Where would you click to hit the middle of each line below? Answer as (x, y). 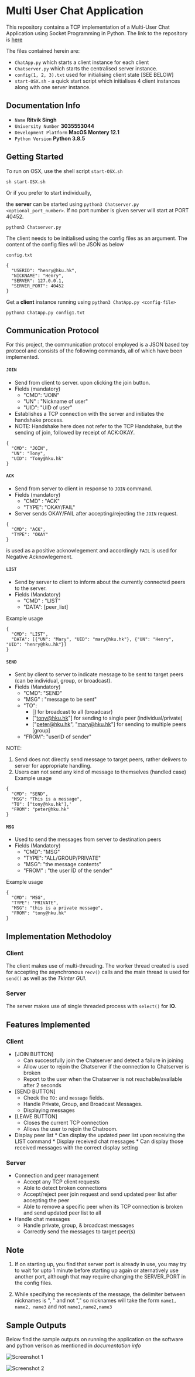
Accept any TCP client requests (61, 1182)
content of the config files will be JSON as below (65, 244)
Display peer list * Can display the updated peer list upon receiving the (100, 1135)
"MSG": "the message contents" (62, 864)
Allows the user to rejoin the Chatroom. (71, 1129)
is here (14, 39)
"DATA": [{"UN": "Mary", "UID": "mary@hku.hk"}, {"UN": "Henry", (93, 639)
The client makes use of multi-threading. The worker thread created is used (97, 966)
